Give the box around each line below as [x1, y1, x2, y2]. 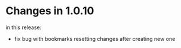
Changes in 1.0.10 [5, 4, 94, 18]
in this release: [5, 24, 42, 31]
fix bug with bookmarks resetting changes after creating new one [14, 35, 176, 42]
